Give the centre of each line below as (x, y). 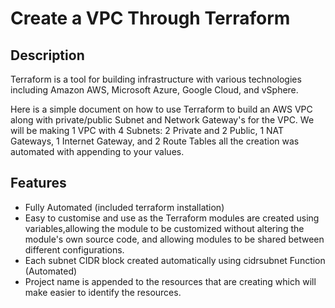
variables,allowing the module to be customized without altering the (164, 228)
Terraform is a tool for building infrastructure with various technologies (156, 79)
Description (47, 55)
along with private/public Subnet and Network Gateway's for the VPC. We (162, 120)
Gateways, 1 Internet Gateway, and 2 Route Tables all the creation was (155, 141)
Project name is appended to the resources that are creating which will (170, 281)
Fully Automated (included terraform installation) (124, 207)
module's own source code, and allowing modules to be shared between (174, 239)
